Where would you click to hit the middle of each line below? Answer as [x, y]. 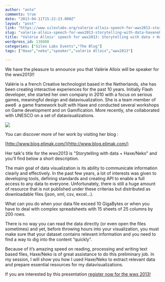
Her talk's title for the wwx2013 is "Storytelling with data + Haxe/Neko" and [81, 153]
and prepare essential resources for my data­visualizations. [64, 264]
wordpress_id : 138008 [27, 42]
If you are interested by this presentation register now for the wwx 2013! [78, 274]
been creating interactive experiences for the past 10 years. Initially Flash [79, 89]
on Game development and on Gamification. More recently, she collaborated [82, 110]
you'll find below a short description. [42, 158]
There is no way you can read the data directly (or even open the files [76, 223]
